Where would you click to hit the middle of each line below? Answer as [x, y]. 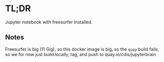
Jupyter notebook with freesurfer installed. [49, 22]
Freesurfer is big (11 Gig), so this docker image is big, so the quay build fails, [82, 49]
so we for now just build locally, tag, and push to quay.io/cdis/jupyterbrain [81, 54]
